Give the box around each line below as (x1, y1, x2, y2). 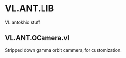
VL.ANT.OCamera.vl (5, 34, 70, 42)
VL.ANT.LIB (5, 3, 54, 14)
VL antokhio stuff (5, 19, 41, 25)
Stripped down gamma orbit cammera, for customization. (5, 47, 122, 53)
